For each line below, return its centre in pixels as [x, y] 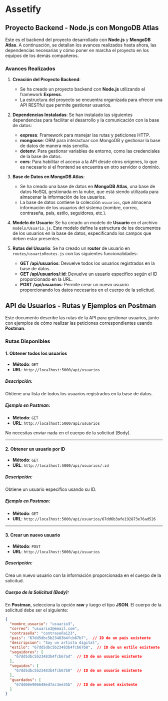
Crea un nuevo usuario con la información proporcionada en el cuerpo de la [83, 575]
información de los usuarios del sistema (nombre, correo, [79, 208]
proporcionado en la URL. [46, 279]
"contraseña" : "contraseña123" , [43, 633]
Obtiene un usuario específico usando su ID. [51, 489]
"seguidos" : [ [24, 666]
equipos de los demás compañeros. [42, 56]
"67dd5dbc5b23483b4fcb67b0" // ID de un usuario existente [78, 671]
